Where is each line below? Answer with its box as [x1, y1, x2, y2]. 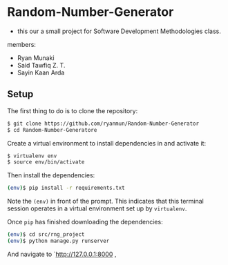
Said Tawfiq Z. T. [17, 61, 66, 69]
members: [7, 40, 37, 48]
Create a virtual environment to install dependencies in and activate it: [7, 139, 206, 147]
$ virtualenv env [7, 153, 57, 159]
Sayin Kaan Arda [17, 68, 65, 77]
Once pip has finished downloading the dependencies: [7, 218, 164, 226]
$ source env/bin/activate [7, 159, 85, 166]
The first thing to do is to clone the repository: [7, 106, 138, 115]
